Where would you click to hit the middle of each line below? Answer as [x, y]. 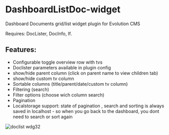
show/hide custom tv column [43, 79]
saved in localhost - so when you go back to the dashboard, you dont [86, 111]
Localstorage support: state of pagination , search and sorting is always [88, 106]
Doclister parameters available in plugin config [62, 67]
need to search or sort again [43, 117]
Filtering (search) [31, 89]
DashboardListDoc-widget [63, 9]
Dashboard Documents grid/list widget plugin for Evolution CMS [73, 24]
